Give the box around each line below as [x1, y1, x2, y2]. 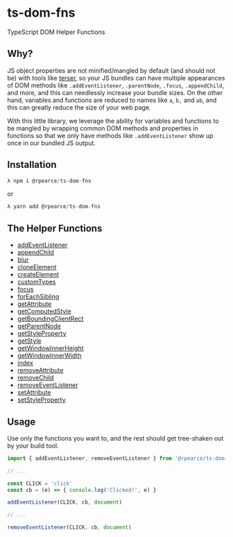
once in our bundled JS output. [7, 139, 96, 147]
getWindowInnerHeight [17, 344, 84, 352]
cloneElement [17, 263, 57, 271]
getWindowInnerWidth [17, 352, 82, 360]
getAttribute [17, 300, 52, 308]
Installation [7, 159, 57, 171]
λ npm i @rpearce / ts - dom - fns [7, 177, 92, 185]
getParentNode [17, 322, 61, 330]
